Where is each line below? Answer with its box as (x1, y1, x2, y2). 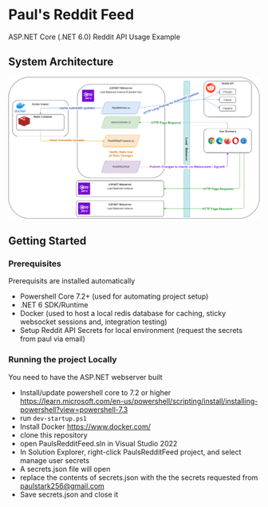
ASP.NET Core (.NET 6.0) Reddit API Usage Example (8, 32, 181, 42)
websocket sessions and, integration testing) (19, 317, 167, 327)
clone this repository (19, 430, 88, 440)
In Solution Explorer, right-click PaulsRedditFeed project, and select (19, 447, 242, 457)
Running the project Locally (8, 354, 117, 365)
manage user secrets (19, 455, 90, 465)
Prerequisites (8, 258, 61, 269)
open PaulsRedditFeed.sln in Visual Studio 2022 (19, 438, 178, 448)
